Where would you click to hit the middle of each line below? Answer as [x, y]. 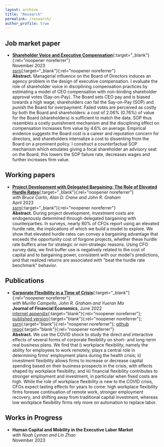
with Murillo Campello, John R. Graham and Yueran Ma [68, 303]
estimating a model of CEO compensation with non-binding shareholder [84, 92]
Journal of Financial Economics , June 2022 [57, 308]
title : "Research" [24, 14]
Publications [25, 281]
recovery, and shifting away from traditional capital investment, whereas [85, 397]
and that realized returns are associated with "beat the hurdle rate [79, 260]
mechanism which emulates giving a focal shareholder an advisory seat [84, 149]
